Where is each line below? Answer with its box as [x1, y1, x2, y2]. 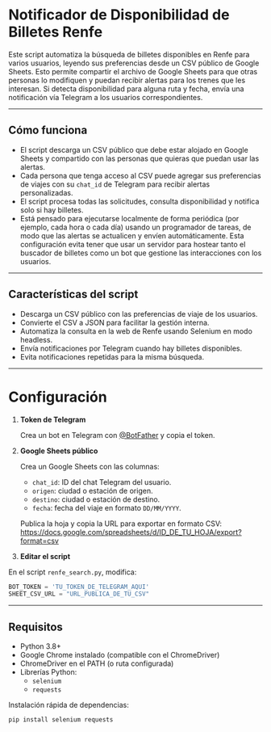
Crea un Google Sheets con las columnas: [19, 461, 160, 471]
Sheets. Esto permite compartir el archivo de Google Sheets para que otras [8, 66, 258, 76]
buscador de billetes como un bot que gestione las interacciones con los [19, 248, 262, 258]
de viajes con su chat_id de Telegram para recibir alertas [19, 179, 211, 189]
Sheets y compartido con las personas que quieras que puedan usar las [19, 154, 260, 163]
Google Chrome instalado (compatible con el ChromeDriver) [19, 650, 220, 660]
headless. [19, 334, 53, 344]
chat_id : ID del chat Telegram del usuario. [31, 477, 172, 486]
